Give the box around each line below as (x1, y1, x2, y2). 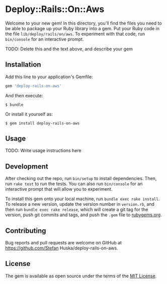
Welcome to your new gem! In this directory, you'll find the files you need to (5, 20, 162, 26)
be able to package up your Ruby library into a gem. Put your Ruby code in (5, 25, 160, 31)
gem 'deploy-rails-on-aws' (5, 83, 62, 88)
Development (5, 162, 49, 171)
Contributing (5, 226, 46, 235)
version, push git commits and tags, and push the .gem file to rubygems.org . (5, 212, 162, 218)
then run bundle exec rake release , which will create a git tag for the (5, 207, 148, 213)
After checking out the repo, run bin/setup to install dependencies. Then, (5, 176, 157, 182)
